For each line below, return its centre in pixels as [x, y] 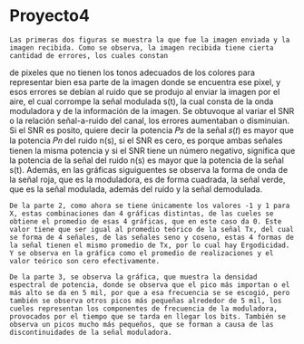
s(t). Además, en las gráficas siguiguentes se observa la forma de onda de [149, 169]
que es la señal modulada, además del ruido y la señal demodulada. [136, 189]
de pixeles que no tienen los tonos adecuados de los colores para [132, 72]
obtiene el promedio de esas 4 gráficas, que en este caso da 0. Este [146, 221]
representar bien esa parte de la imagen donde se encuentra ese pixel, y [145, 81]
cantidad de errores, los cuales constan [89, 55]
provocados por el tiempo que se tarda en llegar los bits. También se [147, 316]
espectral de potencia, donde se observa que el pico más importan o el [150, 285]
